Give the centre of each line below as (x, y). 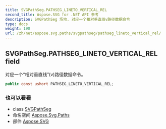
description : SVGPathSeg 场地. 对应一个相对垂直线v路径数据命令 (68, 19)
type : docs (17, 24)
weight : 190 (18, 29)
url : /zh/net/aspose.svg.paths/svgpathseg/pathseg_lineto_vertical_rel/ (83, 33)
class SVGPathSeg (32, 109)
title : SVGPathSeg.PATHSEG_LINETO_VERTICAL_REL (56, 10)
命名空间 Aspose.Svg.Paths (41, 115)
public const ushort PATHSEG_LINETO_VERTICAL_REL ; (60, 84)
